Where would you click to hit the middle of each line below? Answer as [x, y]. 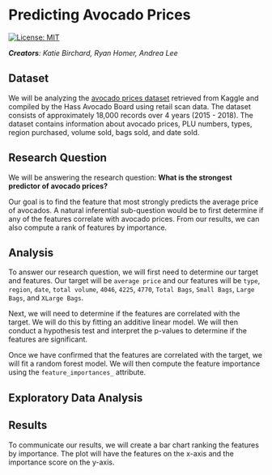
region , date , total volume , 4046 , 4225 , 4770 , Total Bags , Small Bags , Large [132, 290]
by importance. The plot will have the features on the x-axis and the [121, 453]
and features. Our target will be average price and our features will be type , [134, 281]
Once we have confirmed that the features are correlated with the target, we [136, 355]
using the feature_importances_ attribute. [77, 372]
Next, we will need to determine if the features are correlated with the [124, 314]
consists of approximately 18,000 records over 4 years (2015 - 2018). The [131, 115]
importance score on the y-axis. [62, 462]
